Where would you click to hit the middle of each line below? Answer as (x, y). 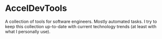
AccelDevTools (36, 8)
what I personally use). (28, 31)
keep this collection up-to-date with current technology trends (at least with (81, 26)
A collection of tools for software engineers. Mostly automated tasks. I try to (81, 21)
